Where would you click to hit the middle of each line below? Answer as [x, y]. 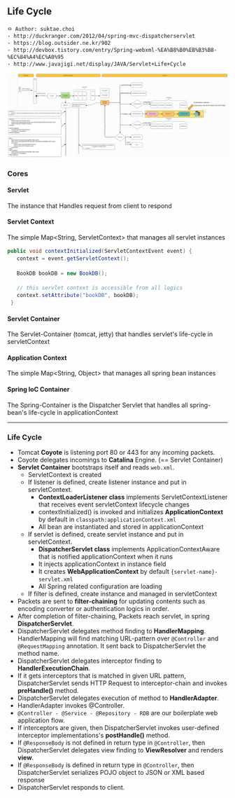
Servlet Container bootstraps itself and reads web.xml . [96, 467]
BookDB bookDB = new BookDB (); [62, 273]
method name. [38, 653]
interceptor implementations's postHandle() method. [93, 735]
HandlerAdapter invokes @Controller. [71, 705]
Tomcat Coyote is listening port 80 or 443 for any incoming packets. [116, 452]
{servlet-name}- [194, 572]
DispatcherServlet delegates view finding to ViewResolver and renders [120, 750]
